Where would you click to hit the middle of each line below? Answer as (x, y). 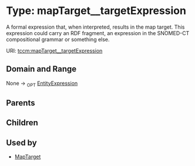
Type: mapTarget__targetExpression (96, 11)
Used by (21, 142)
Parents (21, 103)
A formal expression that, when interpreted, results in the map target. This (95, 27)
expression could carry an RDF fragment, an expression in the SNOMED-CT (98, 33)
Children (22, 123)
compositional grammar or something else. (58, 39)
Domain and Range (41, 69)
